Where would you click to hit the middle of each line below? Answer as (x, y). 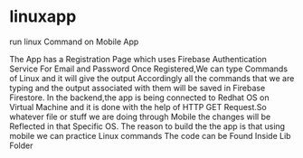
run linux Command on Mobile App (74, 42)
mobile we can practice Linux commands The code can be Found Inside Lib (150, 135)
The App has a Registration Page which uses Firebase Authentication (138, 59)
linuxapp (43, 17)
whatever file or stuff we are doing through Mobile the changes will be (140, 116)
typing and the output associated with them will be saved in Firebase (137, 88)
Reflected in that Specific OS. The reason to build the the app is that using (147, 126)
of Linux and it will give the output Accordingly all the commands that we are (152, 78)
